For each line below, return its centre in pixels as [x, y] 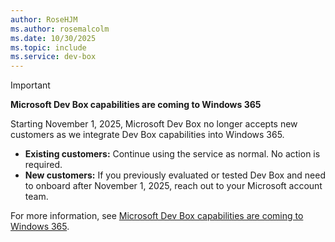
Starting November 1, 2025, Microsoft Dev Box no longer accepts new [154, 124]
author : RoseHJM [44, 19]
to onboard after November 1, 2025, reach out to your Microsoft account [173, 186]
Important [30, 85]
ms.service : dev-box [53, 57]
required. [43, 165]
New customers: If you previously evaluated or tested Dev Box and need [175, 175]
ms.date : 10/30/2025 [53, 38]
